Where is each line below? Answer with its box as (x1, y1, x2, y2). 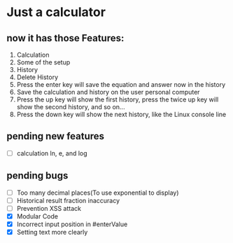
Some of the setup (16, 58, 71, 67)
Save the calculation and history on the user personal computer (16, 88, 200, 96)
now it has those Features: (6, 32, 125, 44)
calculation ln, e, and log (16, 148, 88, 158)
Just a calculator (6, 4, 106, 20)
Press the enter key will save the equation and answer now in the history (16, 81, 225, 88)
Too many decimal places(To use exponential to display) (16, 188, 179, 197)
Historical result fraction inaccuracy (16, 196, 120, 204)
